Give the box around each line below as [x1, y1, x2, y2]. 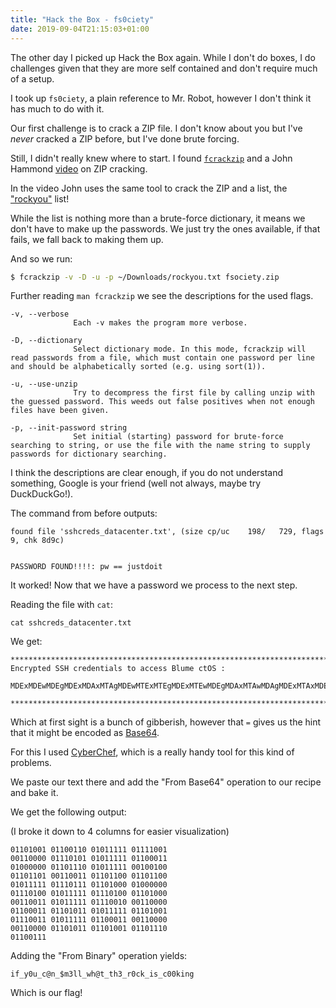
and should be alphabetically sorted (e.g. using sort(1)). [10, 362, 267, 372]
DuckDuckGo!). [10, 488, 74, 500]
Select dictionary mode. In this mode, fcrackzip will [73, 344, 307, 355]
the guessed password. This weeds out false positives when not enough [10, 397, 315, 407]
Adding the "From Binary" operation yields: [10, 950, 188, 962]
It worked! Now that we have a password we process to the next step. [10, 579, 298, 591]
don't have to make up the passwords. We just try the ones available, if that [10, 222, 321, 235]
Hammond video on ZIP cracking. [10, 162, 148, 175]
